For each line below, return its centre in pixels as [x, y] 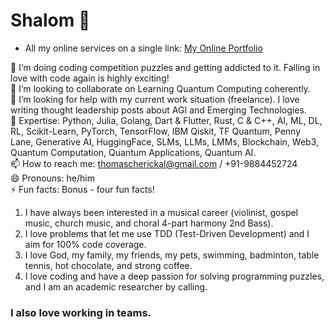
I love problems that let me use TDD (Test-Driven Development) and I [167, 233]
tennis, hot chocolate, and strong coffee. [108, 265]
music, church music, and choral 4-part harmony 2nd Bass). [149, 223]
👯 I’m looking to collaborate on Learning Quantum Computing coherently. [160, 88]
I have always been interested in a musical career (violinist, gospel [161, 212]
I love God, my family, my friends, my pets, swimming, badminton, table [172, 255]
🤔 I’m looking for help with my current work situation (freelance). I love [155, 99]
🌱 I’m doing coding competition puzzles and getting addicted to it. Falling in [165, 67]
